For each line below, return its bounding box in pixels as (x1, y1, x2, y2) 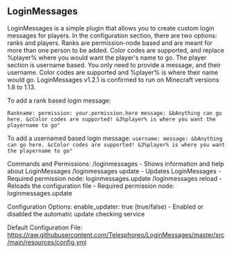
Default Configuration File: (7, 223, 83, 232)
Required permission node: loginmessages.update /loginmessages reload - (7, 174, 222, 182)
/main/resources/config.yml (7, 238, 87, 246)
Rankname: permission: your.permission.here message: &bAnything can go (7, 110, 222, 116)
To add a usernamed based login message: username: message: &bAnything (7, 134, 223, 142)
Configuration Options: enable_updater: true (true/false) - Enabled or (7, 202, 204, 211)
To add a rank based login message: (7, 96, 111, 105)
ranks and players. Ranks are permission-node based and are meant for (7, 38, 213, 47)
